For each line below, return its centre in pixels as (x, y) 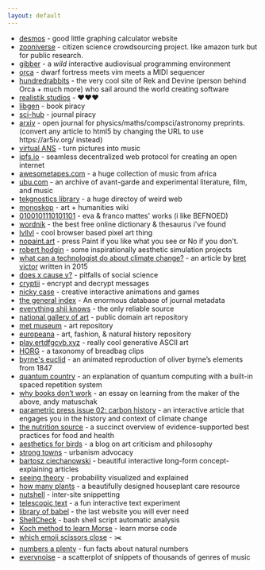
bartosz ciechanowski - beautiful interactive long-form (108, 460)
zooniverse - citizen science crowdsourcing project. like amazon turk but (138, 47)
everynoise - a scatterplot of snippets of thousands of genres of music (134, 556)
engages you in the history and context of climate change (113, 418)
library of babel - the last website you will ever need (104, 511)
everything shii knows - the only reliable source (96, 308)
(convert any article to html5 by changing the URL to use (111, 131)
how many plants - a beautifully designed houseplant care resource (129, 486)
